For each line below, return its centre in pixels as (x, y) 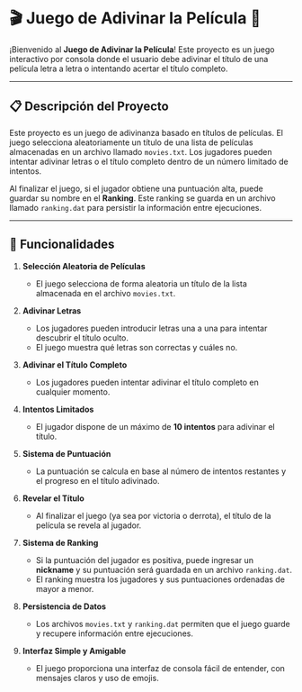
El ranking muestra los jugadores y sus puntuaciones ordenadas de (160, 579)
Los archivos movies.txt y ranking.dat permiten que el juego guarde (163, 624)
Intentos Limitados (58, 409)
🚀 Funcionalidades (62, 245)
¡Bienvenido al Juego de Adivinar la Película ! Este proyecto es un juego (142, 49)
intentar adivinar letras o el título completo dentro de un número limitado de (149, 161)
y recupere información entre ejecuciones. (114, 633)
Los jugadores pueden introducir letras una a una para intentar (151, 328)
